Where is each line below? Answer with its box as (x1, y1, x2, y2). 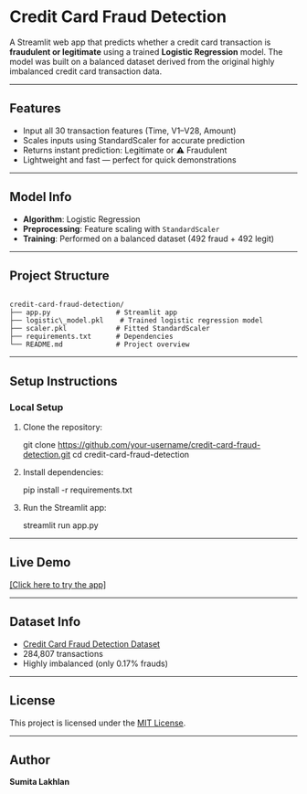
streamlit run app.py (22, 520, 99, 531)
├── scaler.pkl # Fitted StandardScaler (9, 324, 210, 333)
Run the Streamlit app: (22, 503, 107, 513)
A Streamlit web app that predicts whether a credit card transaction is (9, 37, 271, 48)
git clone (22, 439, 57, 450)
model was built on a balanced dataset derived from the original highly (9, 56, 275, 67)
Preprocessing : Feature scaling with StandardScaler (22, 223, 220, 234)
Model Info (9, 189, 72, 205)
